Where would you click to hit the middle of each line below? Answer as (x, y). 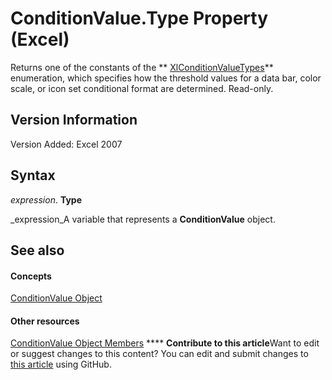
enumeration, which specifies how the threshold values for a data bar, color (166, 78)
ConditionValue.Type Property (139, 18)
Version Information (74, 120)
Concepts (31, 276)
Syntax (33, 175)
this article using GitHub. (61, 364)
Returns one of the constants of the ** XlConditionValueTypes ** (142, 67)
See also (37, 250)
